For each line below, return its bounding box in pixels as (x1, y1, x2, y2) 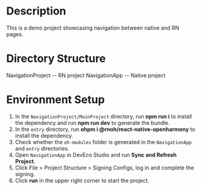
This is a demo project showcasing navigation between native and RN (6, 24, 180, 31)
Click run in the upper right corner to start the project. (14, 177, 150, 184)
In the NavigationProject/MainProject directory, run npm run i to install (14, 113, 192, 120)
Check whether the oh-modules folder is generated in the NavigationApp (14, 138, 192, 145)
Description (6, 4, 66, 18)
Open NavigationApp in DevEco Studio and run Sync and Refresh (14, 151, 177, 158)
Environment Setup (6, 93, 105, 107)
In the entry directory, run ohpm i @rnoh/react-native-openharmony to (14, 125, 196, 133)
